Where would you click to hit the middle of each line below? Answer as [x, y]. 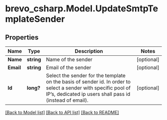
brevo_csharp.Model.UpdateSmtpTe [82, 9]
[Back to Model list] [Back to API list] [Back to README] [62, 112]
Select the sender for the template [86, 76]
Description [89, 51]
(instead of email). [67, 100]
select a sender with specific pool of [88, 88]
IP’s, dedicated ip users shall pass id [88, 94]
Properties [22, 37]
